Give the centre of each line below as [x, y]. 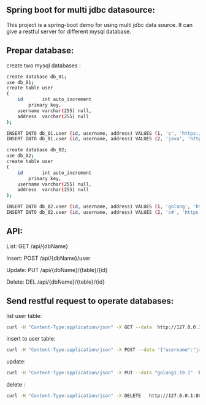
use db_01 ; [20, 82]
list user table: [24, 316]
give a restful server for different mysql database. [69, 31]
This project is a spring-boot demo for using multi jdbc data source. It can [100, 25]
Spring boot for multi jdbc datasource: [81, 10]
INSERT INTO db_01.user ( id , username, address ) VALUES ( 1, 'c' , [91, 133]
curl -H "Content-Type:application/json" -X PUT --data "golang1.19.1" [100, 373]
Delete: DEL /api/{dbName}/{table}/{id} [56, 282]
